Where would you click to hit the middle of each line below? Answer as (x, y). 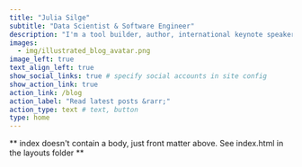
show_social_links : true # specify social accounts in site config (138, 76)
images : (24, 43)
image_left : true (42, 59)
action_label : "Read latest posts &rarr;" (90, 101)
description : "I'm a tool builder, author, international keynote (136, 34)
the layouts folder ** (47, 153)
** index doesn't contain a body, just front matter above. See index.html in (147, 144)
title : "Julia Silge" (50, 18)
